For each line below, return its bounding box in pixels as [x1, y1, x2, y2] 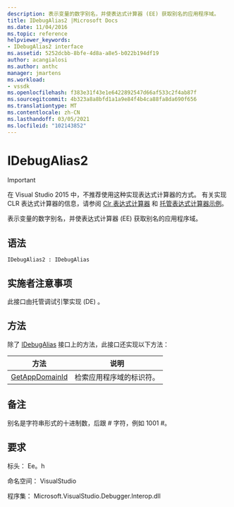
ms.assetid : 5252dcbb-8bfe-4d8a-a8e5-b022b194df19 [7, 50, 159, 57]
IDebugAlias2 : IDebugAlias [7, 256, 90, 264]
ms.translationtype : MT [7, 103, 78, 110]
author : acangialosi [7, 57, 68, 64]
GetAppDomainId [11, 372, 68, 382]
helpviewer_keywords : [7, 37, 71, 44]
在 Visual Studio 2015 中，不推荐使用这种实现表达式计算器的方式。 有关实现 [7, 190, 227, 199]
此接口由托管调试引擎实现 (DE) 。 [7, 298, 104, 306]
